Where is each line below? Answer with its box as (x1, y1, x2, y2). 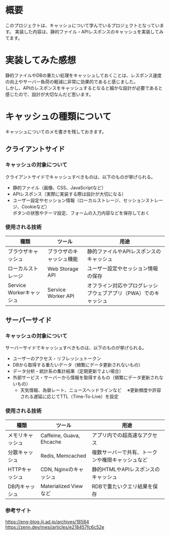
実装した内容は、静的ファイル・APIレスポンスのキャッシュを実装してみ (15, 28, 164, 34)
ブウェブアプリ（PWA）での (87, 290, 154, 297)
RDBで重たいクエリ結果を (92, 483, 153, 490)
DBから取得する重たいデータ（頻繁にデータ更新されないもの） (12, 362, 143, 368)
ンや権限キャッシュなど (92, 456, 148, 463)
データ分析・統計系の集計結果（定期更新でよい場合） (12, 368, 124, 375)
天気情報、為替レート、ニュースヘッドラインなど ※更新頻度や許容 (20, 387, 161, 393)
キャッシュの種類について (5, 111, 112, 122)
